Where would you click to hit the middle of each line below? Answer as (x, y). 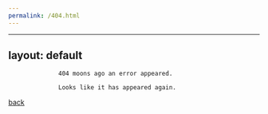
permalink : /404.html (44, 16)
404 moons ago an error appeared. (116, 74)
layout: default (45, 55)
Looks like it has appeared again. (118, 88)
